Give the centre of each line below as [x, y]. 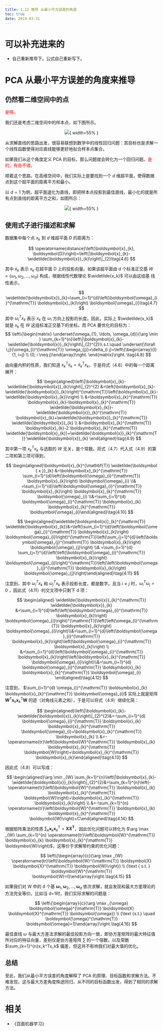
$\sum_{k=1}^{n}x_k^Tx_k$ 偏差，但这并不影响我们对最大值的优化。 [73, 946]
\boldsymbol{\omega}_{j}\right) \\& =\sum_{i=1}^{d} [81, 547]
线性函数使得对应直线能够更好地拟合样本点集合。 [58, 149]
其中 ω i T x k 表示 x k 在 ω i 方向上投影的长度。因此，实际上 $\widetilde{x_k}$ [79, 318]
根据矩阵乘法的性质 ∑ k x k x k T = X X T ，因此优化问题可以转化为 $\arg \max [77, 829]
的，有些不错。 [20, 166]
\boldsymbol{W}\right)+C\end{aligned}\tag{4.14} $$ [81, 818]
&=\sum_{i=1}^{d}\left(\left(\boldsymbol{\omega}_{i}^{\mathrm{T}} [81, 610]
